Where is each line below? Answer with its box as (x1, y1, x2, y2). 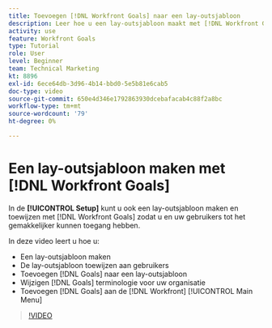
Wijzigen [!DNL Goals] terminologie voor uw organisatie (19, 277, 206, 288)
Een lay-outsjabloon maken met (8, 160, 226, 178)
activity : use (8, 27, 57, 35)
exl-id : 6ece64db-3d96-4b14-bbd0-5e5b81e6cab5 (8, 79, 168, 87)
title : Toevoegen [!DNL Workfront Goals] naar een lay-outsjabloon (8, 11, 241, 20)
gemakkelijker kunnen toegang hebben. (8, 220, 141, 230)
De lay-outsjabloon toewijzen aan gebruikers (19, 260, 169, 270)
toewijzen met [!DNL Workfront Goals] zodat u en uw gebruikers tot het (8, 211, 246, 221)
